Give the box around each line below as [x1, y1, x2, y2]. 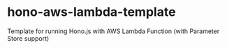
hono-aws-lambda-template [7, 4, 176, 20]
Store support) [7, 34, 50, 42]
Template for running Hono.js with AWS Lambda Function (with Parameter [7, 27, 220, 35]
